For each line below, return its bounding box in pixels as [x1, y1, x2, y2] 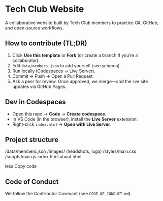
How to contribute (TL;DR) [5, 39, 87, 48]
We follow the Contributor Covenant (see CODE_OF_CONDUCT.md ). [5, 191, 132, 197]
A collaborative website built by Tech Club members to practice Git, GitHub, [5, 20, 159, 26]
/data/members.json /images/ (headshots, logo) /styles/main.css [5, 148, 136, 154]
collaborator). [12, 57, 40, 63]
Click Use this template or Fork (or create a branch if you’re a [12, 52, 138, 58]
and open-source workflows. [5, 25, 64, 30]
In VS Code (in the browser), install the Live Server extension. [12, 116, 138, 122]
